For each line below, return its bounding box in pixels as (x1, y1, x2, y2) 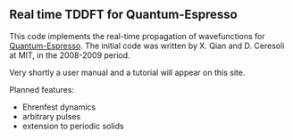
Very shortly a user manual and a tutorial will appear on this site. (9, 67, 246, 78)
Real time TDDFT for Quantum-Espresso (9, 7, 239, 22)
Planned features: (9, 84, 74, 95)
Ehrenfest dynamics (21, 102, 96, 112)
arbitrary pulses (21, 111, 81, 121)
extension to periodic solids (21, 120, 124, 131)
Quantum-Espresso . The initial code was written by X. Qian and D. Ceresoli (9, 40, 285, 51)
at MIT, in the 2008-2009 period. (9, 49, 131, 61)
